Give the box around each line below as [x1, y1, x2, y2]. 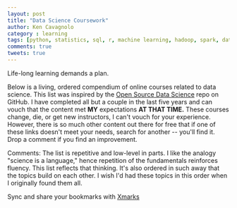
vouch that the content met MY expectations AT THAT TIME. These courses [7, 105, 229, 114]
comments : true [7, 43, 52, 50]
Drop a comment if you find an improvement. [7, 135, 138, 143]
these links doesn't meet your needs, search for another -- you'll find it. [7, 128, 215, 136]
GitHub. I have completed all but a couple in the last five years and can [7, 97, 213, 106]
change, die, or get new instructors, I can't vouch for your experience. [7, 112, 211, 121]
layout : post [7, 10, 46, 18]
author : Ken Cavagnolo [7, 23, 74, 30]
